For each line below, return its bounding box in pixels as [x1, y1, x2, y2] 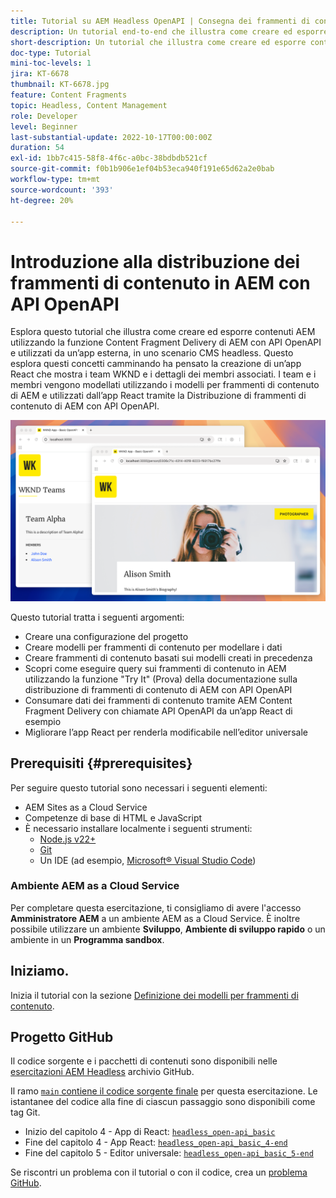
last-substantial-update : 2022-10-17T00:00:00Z [10, 132, 213, 142]
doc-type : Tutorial [10, 48, 92, 58]
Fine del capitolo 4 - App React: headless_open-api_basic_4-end [24, 1136, 288, 1149]
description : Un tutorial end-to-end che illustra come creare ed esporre [10, 26, 329, 37]
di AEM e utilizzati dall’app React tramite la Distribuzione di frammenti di [10, 390, 307, 402]
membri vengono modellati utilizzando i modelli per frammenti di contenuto [10, 379, 320, 391]
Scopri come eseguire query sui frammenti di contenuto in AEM [24, 662, 287, 674]
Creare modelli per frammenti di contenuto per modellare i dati [24, 641, 283, 653]
